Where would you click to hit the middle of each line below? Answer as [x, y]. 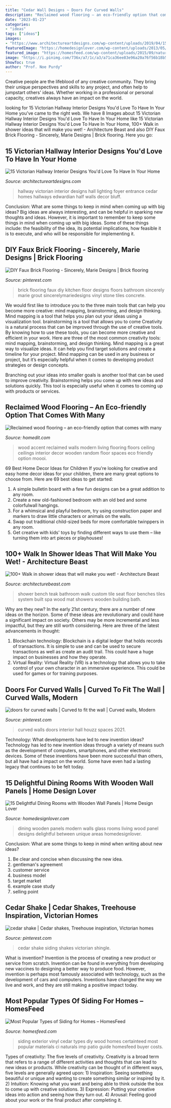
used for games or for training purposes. [55, 673]
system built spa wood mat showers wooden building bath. [79, 599]
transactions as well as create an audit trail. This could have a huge [83, 652]
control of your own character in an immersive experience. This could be [89, 668]
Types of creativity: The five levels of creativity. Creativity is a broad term [82, 1056]
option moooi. [32, 458]
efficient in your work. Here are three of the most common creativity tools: [83, 337]
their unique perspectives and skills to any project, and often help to [77, 87]
